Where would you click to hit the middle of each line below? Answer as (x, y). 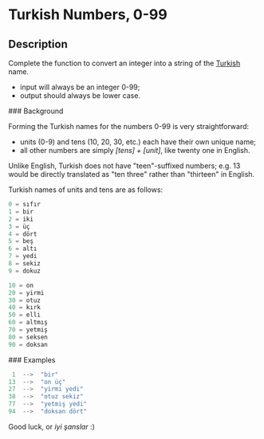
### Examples (32, 359)
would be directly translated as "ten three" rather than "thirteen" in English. (132, 174)
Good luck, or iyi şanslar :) (52, 426)
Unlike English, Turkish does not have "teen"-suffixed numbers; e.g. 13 (124, 166)
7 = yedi (23, 257)
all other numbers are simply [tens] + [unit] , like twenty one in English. (135, 150)
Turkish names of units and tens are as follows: (86, 190)
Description (38, 44)
